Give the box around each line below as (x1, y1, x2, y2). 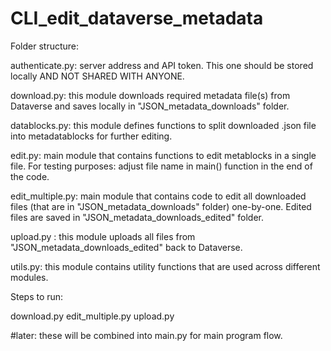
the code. (10, 170, 50, 182)
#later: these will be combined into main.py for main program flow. (10, 329, 283, 341)
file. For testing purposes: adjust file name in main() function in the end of (10, 160, 313, 172)
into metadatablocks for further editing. (10, 130, 173, 142)
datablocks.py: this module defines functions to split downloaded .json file (10, 119, 317, 131)
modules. (10, 271, 49, 283)
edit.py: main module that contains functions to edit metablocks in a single (10, 149, 317, 161)
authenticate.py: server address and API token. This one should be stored (10, 59, 314, 71)
